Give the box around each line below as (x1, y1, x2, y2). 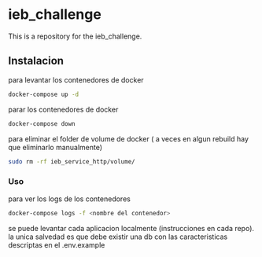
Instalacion (8, 54, 65, 68)
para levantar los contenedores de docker (8, 75, 144, 84)
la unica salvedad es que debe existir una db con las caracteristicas (8, 232, 228, 241)
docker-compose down (8, 119, 76, 127)
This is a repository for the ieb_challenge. (8, 31, 142, 41)
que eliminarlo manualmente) (8, 142, 103, 152)
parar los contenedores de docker (8, 105, 119, 114)
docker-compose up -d (8, 90, 79, 98)
